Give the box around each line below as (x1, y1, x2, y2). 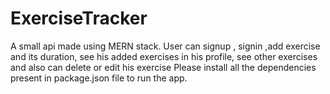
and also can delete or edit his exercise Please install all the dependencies (10, 61, 317, 73)
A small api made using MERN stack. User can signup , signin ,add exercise (10, 40, 321, 52)
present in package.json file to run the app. (10, 72, 188, 84)
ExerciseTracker (10, 7, 148, 30)
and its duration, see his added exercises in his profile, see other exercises (10, 50, 318, 62)
